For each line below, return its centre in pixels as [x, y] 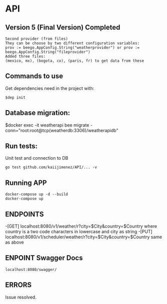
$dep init [15, 97]
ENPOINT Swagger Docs [44, 258]
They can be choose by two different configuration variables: [72, 43]
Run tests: [21, 146]
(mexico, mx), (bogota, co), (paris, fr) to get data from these [74, 61]
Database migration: [38, 113]
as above [14, 242]
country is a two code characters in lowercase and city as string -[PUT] [79, 232]
